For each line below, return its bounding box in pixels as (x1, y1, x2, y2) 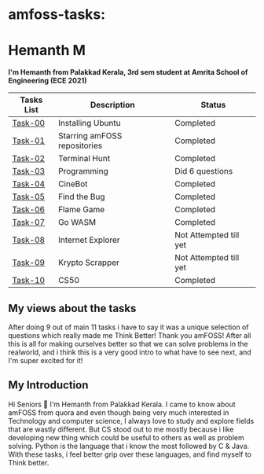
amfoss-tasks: (8, 6, 106, 24)
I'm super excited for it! (8, 355, 83, 365)
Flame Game (57, 204, 105, 215)
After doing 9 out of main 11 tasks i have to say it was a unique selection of (8, 322, 249, 332)
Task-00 (12, 118, 46, 129)
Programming (57, 166, 108, 177)
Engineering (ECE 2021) (8, 76, 88, 86)
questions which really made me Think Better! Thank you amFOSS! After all (8, 330, 251, 340)
